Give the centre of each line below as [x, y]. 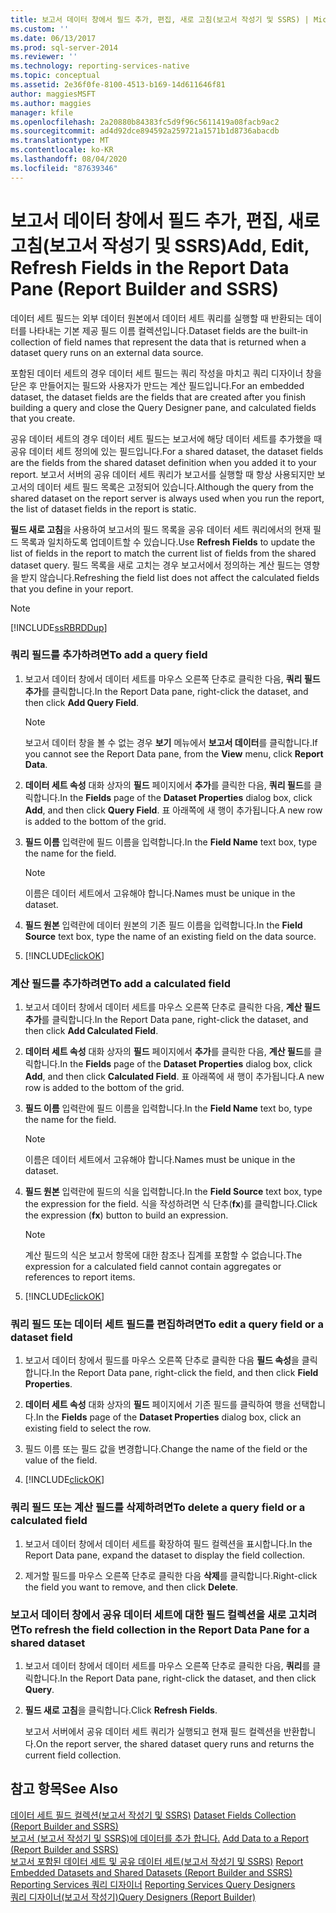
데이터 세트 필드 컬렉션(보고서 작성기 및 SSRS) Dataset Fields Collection [153, 1815]
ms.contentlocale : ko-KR [62, 150]
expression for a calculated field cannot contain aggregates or [153, 1267]
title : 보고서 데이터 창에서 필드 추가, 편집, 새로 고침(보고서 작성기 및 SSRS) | [160, 19]
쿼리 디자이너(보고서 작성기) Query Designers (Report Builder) [133, 1897]
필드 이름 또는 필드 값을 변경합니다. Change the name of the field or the [166, 1449]
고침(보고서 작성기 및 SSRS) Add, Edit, [160, 245]
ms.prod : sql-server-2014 [64, 47]
